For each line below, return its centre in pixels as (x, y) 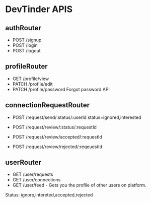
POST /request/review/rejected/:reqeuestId (57, 147)
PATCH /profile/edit (32, 84)
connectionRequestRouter (47, 105)
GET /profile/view (31, 79)
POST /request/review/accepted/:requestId (57, 137)
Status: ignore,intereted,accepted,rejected (49, 195)
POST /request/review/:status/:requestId (54, 127)
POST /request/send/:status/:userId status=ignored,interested (77, 117)
